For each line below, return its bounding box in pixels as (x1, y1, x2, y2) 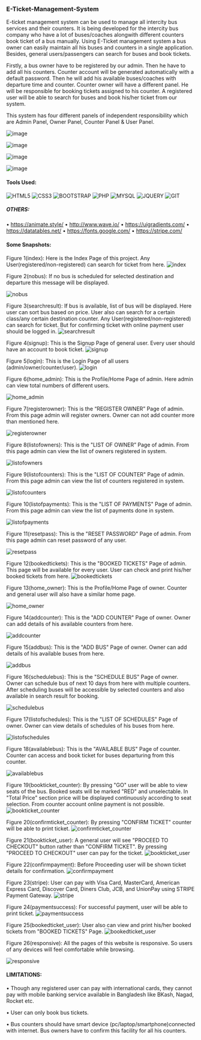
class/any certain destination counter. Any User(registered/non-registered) (6, 315, 191, 322)
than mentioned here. (6, 418, 59, 425)
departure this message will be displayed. (6, 279, 109, 286)
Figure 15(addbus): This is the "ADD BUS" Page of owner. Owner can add (6, 643, 187, 651)
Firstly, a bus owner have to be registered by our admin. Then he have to (6, 62, 186, 69)
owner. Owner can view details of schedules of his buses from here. (6, 722, 175, 729)
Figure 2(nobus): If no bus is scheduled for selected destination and (6, 272, 174, 279)
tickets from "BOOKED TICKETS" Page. (6, 928, 103, 935)
